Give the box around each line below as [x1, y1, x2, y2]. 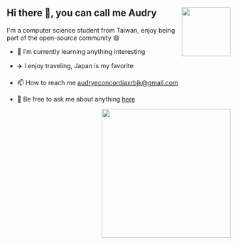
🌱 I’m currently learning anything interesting [16, 47, 146, 55]
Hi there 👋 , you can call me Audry [6, 7, 157, 19]
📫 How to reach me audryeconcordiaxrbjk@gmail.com [16, 78, 178, 87]
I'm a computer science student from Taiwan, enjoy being [6, 26, 175, 34]
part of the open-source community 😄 [6, 33, 120, 42]
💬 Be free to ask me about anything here [16, 94, 136, 103]
